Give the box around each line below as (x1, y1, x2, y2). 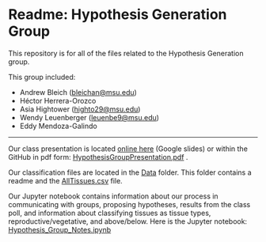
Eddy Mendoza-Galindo (19, 121, 97, 130)
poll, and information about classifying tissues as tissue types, (8, 208, 211, 217)
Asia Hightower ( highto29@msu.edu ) (19, 104, 141, 114)
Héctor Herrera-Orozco (19, 96, 97, 105)
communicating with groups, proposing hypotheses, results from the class (8, 199, 251, 209)
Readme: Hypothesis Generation (8, 6, 227, 24)
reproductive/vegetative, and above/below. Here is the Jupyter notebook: (8, 216, 248, 226)
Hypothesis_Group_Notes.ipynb (8, 225, 112, 234)
